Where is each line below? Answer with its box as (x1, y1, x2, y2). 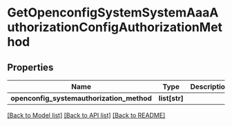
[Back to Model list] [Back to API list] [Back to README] (7, 112, 166, 119)
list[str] (158, 94, 184, 103)
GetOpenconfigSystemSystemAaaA (7, 5, 219, 21)
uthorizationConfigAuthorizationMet (7, 19, 223, 35)
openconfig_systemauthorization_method (10, 94, 152, 103)
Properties (7, 61, 54, 73)
